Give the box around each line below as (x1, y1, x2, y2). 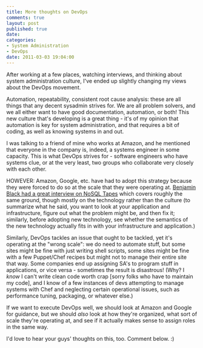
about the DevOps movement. (6, 83, 81, 91)
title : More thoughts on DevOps (6, 9, 88, 15)
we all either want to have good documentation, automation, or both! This (6, 108, 190, 115)
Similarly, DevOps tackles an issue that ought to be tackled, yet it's (6, 234, 173, 241)
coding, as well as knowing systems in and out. (6, 128, 124, 135)
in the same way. (6, 323, 48, 330)
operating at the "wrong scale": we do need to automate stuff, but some (6, 241, 186, 248)
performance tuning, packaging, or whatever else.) (6, 292, 133, 299)
